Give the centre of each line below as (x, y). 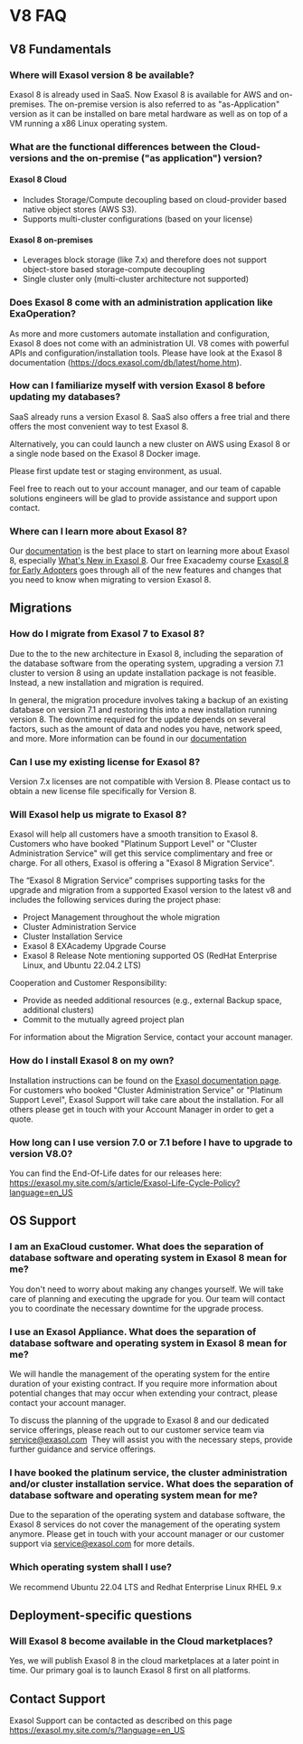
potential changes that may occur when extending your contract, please (143, 1393)
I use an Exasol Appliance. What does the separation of (133, 1332)
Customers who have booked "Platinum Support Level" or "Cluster (133, 844)
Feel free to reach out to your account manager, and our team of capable (145, 488)
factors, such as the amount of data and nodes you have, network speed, (146, 728)
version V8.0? (41, 1153)
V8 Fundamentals (60, 49)
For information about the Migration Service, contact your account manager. (151, 1038)
